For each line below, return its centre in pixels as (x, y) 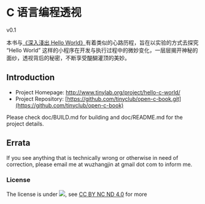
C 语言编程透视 (44, 13)
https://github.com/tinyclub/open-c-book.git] (124, 99)
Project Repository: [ (41, 99)
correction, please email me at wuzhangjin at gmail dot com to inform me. (99, 164)
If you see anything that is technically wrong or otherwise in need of (92, 157)
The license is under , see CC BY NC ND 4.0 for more (77, 194)
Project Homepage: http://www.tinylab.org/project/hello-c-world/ (98, 92)
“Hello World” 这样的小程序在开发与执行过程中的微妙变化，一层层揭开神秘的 (102, 50)
